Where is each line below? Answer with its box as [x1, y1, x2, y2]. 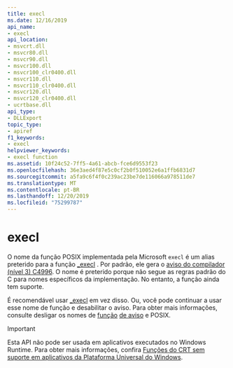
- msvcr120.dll [7, 88, 52, 95]
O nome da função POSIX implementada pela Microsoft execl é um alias [7, 252, 215, 261]
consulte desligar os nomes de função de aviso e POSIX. [7, 311, 171, 319]
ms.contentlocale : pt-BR [7, 186, 80, 193]
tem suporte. [7, 282, 44, 291]
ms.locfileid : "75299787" [7, 199, 83, 207]
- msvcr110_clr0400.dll [7, 82, 77, 89]
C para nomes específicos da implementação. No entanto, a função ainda [7, 275, 220, 283]
